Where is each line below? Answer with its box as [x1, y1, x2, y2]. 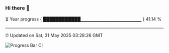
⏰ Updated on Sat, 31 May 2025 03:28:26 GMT [5, 32, 103, 38]
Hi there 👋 [5, 4, 30, 11]
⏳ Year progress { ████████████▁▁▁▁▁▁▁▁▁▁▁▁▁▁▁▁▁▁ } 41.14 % [5, 16, 162, 22]
